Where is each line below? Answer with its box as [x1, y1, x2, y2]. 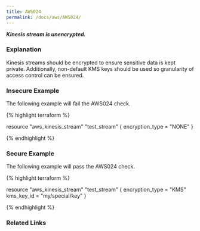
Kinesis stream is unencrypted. [6, 30, 86, 38]
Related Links [6, 218, 47, 227]
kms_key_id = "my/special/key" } [6, 192, 87, 199]
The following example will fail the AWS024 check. [6, 100, 131, 107]
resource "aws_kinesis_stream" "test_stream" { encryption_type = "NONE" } [6, 123, 193, 130]
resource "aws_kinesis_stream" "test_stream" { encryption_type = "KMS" [6, 186, 186, 193]
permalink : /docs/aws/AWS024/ [6, 14, 82, 20]
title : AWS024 [6, 8, 42, 15]
